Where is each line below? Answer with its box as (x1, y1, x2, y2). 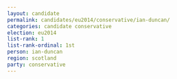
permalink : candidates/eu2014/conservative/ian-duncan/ (7, 16, 170, 23)
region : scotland (7, 55, 57, 62)
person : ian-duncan (7, 49, 63, 56)
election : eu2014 (7, 29, 57, 36)
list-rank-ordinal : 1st (7, 42, 75, 49)
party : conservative (7, 61, 67, 68)
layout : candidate (7, 10, 60, 17)
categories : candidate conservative (7, 23, 112, 30)
